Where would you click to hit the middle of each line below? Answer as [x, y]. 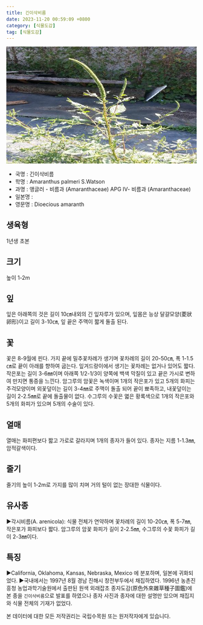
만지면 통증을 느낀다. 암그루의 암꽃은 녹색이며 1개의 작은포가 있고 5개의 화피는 [104, 381]
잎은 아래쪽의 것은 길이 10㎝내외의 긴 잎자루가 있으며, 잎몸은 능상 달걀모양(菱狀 [99, 314]
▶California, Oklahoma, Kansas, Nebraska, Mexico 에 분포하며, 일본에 [92, 573]
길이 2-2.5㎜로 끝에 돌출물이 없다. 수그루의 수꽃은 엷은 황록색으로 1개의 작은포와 [100, 396]
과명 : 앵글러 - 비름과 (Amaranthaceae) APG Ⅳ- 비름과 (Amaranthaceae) [103, 189]
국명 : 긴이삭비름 [34, 174]
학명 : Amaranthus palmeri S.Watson [60, 181]
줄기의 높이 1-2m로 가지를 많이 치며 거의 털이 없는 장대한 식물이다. [84, 484]
